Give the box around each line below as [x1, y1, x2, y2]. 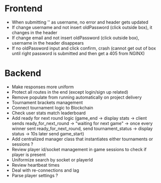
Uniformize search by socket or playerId [11, 157, 93, 162]
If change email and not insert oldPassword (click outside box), [11, 35, 139, 41]
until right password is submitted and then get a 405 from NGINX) [11, 50, 145, 56]
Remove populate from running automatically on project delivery [11, 94, 142, 100]
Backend [4, 68, 41, 79]
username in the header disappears [11, 40, 84, 46]
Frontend [4, 3, 43, 14]
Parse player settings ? [11, 172, 58, 178]
